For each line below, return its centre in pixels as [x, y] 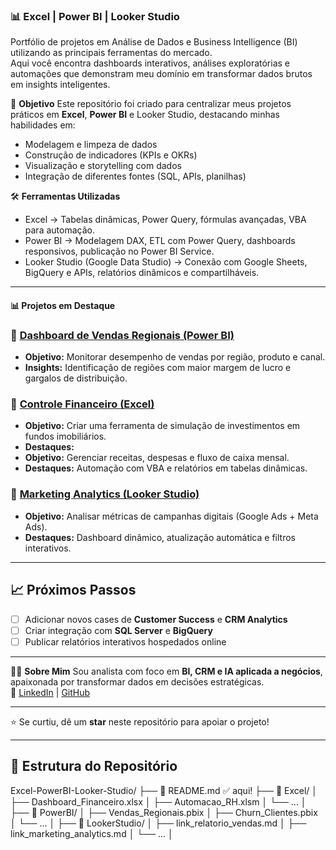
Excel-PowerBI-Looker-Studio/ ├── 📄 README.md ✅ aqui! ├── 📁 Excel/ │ [164, 790]
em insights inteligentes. [60, 85]
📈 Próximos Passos [73, 590]
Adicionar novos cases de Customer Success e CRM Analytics [156, 619]
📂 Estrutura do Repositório [94, 766]
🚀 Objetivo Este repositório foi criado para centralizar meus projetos [151, 104]
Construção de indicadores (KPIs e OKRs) [111, 155]
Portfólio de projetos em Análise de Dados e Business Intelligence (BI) [154, 42]
